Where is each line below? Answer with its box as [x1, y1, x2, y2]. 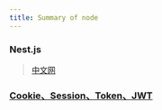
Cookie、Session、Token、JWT [9, 89, 153, 102]
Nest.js [9, 42, 42, 55]
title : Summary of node [9, 13, 99, 23]
